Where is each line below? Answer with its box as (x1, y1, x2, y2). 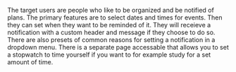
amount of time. (7, 58, 54, 66)
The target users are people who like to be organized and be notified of (7, 6, 215, 14)
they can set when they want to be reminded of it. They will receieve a (7, 21, 211, 29)
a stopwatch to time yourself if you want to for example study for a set (7, 50, 211, 59)
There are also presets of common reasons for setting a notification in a (7, 36, 216, 44)
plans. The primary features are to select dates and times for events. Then (7, 13, 223, 22)
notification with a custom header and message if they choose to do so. (7, 28, 216, 36)
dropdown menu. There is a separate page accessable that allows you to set (7, 43, 229, 51)
